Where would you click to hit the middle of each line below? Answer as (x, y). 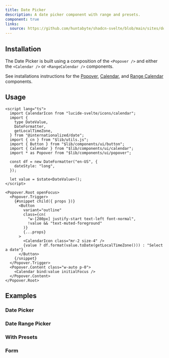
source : (18, 29)
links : (12, 24)
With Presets (21, 337)
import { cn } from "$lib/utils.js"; (49, 140)
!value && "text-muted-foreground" (65, 223)
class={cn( (35, 214)
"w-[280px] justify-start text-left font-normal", (82, 219)
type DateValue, (31, 122)
